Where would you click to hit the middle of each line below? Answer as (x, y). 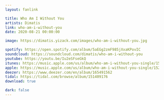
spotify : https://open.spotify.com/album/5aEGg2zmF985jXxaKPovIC (73, 50)
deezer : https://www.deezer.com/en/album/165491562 (59, 72)
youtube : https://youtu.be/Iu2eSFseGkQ (46, 59)
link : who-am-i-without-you (34, 27)
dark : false (17, 90)
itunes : (13, 63)
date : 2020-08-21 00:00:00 (32, 32)
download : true (20, 81)
